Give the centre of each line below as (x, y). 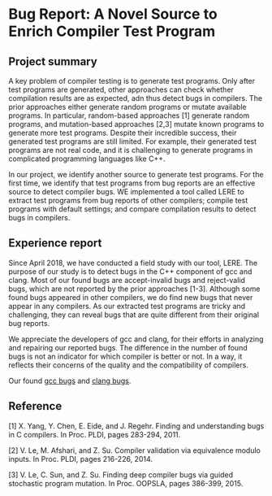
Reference (35, 406)
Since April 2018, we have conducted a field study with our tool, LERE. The (133, 263)
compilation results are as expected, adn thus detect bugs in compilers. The (135, 98)
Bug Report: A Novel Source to (113, 14)
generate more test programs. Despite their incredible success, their (123, 133)
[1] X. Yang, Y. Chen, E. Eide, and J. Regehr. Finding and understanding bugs (136, 426)
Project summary (53, 61)
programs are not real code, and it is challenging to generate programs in (131, 150)
